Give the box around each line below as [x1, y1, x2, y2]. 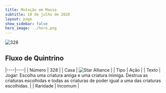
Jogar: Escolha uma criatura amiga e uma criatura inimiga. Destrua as [5, 72, 148, 78]
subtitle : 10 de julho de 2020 [5, 12, 70, 17]
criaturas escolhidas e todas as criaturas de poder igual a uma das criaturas [5, 78, 161, 84]
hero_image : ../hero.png [5, 26, 57, 31]
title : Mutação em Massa [5, 7, 57, 12]
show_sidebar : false [5, 21, 48, 26]
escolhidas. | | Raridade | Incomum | [5, 83, 80, 89]
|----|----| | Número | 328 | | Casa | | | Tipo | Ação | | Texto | [5, 67, 161, 73]
